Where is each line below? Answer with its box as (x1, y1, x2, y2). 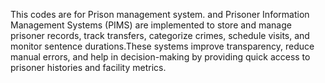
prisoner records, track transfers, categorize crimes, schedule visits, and (10, 30, 310, 41)
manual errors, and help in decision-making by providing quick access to (10, 51, 311, 63)
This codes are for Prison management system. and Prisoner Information (10, 9, 310, 20)
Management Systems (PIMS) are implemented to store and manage (10, 19, 292, 31)
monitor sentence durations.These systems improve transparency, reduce (10, 40, 315, 52)
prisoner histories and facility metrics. (10, 62, 167, 73)
